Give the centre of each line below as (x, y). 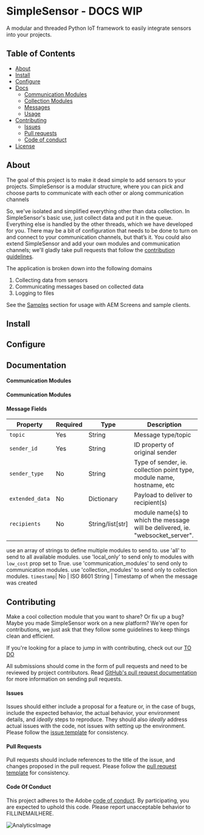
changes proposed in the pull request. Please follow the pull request (91, 766)
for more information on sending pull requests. (64, 679)
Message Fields (27, 409)
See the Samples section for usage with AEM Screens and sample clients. (99, 305)
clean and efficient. (30, 636)
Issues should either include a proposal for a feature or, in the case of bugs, (101, 706)
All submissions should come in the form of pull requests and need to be (97, 666)
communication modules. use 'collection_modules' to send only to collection (102, 570)
